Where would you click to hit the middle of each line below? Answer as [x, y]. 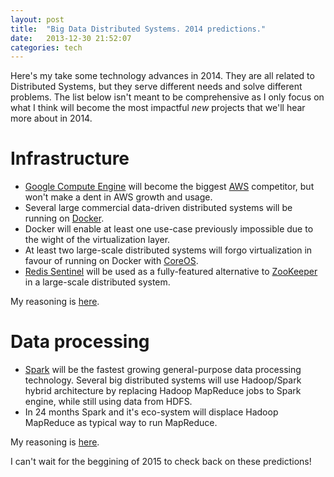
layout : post [37, 19]
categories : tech [46, 47]
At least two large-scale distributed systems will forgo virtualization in [168, 250]
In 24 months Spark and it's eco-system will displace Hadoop [151, 412]
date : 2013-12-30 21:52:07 [71, 38]
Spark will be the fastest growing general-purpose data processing [163, 370]
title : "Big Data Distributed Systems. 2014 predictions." [138, 29]
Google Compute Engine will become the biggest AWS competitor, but [169, 187]
